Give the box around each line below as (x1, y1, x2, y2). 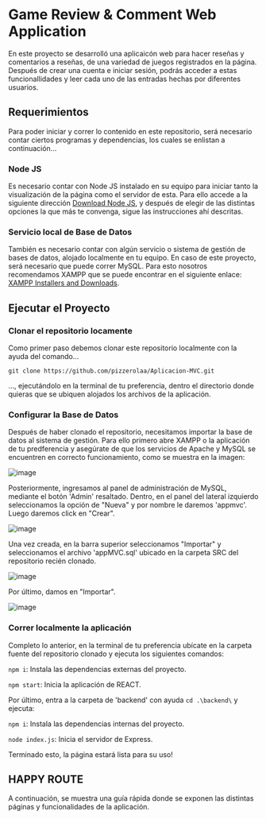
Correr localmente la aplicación (8, 622, 132, 633)
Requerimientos (8, 106, 89, 119)
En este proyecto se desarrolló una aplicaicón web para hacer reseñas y (8, 48, 245, 58)
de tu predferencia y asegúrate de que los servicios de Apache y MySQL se (8, 444, 256, 454)
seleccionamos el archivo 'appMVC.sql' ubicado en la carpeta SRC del (8, 548, 239, 558)
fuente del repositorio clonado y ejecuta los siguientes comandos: (8, 649, 225, 659)
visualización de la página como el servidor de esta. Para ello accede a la (8, 190, 249, 199)
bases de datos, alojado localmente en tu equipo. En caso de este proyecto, (8, 253, 256, 263)
